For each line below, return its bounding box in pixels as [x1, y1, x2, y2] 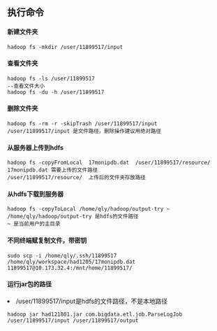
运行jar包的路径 [7, 280, 52, 288]
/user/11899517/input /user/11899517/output [7, 317, 139, 324]
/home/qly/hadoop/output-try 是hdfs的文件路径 [7, 213, 139, 220]
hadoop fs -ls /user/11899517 [7, 75, 96, 82]
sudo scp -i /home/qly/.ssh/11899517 [7, 252, 117, 259]
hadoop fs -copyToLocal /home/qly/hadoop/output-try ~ [7, 206, 170, 213]
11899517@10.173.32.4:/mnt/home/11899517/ [7, 265, 133, 272]
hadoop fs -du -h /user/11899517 [7, 88, 105, 96]
